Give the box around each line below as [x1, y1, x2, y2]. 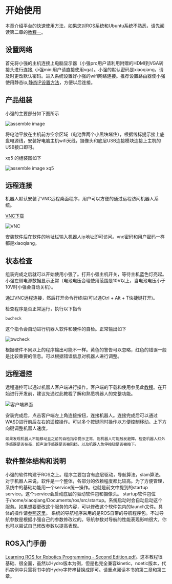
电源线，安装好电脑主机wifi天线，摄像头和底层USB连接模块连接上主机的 [9, 137, 161, 143]
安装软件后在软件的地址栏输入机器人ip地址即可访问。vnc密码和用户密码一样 [5, 234, 165, 240]
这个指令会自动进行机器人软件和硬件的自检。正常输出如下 [5, 326, 126, 332]
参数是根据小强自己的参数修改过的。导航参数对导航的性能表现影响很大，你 [9, 516, 167, 523]
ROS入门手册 [5, 539, 47, 548]
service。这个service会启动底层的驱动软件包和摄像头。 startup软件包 [5, 490, 152, 497]
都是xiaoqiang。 [5, 240, 39, 246]
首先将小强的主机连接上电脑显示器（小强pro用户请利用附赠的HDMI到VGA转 [5, 60, 164, 66]
